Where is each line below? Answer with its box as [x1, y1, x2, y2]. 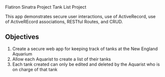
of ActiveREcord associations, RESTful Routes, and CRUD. [5, 19, 123, 24]
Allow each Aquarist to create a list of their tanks [12, 56, 111, 62]
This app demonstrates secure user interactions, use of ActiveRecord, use [5, 14, 156, 19]
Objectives [5, 33, 39, 41]
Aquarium [12, 51, 33, 57]
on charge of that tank [12, 66, 58, 72]
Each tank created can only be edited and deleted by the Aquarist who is [12, 61, 160, 67]
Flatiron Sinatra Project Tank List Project [5, 4, 87, 10]
